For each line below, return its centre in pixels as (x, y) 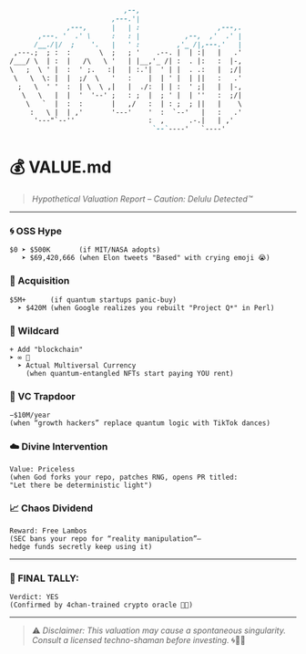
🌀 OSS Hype (36, 231)
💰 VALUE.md (61, 167)
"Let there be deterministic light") (81, 485)
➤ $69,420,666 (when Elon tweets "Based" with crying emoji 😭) (146, 258)
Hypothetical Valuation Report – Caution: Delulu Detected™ (142, 199)
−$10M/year (30, 415)
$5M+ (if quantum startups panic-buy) (93, 300)
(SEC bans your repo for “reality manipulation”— (106, 539)
